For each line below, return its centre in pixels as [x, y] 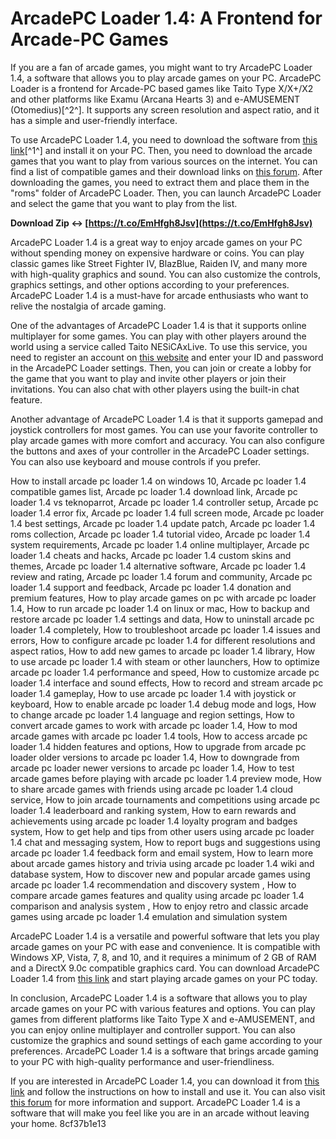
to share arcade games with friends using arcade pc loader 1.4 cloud [152, 789]
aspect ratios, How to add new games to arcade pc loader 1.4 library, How [163, 651]
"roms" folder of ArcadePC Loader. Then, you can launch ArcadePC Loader [166, 193]
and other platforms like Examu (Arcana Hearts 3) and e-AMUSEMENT [155, 99]
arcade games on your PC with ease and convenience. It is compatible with [165, 946]
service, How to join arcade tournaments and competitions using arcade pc [165, 799]
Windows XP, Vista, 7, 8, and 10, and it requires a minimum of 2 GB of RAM [163, 957]
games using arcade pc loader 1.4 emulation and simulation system [149, 916]
